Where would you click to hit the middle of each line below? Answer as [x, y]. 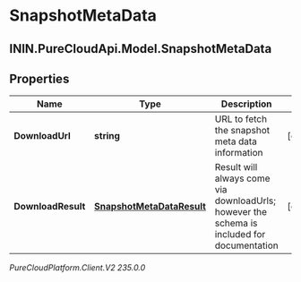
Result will [236, 167]
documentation [247, 245]
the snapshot [242, 131]
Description [246, 104]
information [239, 153]
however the [241, 212]
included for [240, 235]
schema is [236, 223]
